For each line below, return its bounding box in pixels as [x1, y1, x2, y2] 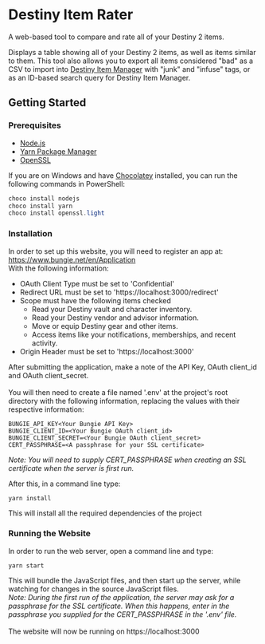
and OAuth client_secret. [8, 370, 89, 380]
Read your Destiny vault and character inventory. [31, 304, 193, 314]
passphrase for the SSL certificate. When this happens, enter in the [8, 601, 230, 610]
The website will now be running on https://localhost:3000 [8, 626, 201, 636]
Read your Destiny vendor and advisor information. [31, 313, 199, 322]
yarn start [8, 561, 45, 570]
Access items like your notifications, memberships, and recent [31, 330, 236, 339]
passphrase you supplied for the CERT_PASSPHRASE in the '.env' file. [8, 609, 237, 619]
